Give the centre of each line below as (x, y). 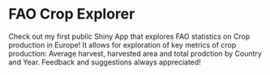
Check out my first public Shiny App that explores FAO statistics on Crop (129, 36)
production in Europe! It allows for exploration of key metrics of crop (122, 44)
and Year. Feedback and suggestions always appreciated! (105, 62)
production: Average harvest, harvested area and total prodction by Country (135, 53)
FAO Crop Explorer (72, 14)
